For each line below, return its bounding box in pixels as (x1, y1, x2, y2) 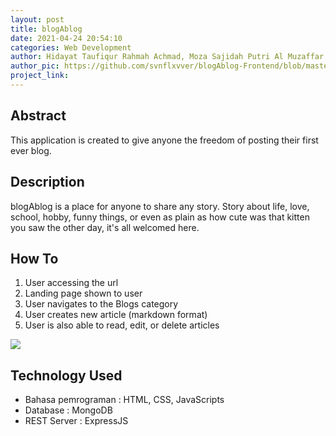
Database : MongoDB (24, 404, 113, 416)
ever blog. (10, 144, 52, 156)
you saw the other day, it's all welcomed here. (10, 221, 200, 233)
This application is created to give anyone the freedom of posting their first (10, 134, 319, 146)
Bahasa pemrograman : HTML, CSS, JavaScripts (24, 394, 225, 406)
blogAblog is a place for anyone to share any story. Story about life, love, (10, 200, 310, 212)
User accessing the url (24, 277, 119, 289)
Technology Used (10, 367, 123, 384)
